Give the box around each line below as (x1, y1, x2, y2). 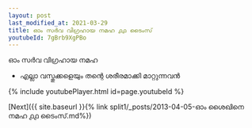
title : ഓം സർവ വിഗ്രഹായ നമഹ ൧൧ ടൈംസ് (8, 26, 153, 34)
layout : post (8, 11, 52, 20)
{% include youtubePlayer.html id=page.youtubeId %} (8, 87, 185, 96)
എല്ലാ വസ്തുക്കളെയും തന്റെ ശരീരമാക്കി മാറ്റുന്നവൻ (19, 71, 181, 81)
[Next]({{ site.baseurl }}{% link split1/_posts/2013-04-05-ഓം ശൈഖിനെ (8, 102, 244, 111)
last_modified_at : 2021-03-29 (8, 19, 109, 27)
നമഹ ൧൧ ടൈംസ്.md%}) (8, 111, 92, 121)
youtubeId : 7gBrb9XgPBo (8, 33, 87, 42)
